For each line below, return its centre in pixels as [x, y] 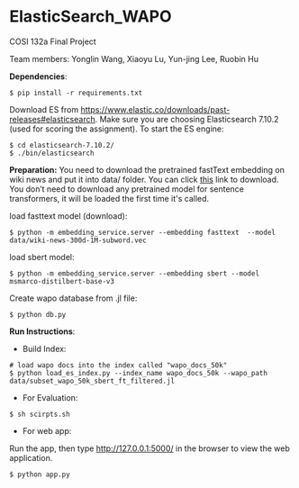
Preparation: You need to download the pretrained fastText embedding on [147, 169]
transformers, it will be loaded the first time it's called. [109, 198]
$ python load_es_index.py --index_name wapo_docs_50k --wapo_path [139, 373]
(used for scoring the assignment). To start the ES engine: [117, 129]
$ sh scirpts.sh [40, 414]
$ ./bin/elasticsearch [52, 153]
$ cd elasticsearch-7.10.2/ [62, 145]
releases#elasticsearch [53, 119]
